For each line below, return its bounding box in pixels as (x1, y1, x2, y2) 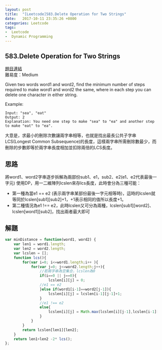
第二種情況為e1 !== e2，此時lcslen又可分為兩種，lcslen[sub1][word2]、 (12, 202, 154, 208)
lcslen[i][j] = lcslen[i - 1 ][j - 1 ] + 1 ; (48, 291, 122, 296)
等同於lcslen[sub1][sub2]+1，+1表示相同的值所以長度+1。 (12, 196, 126, 202)
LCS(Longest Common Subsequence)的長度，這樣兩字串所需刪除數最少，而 (5, 138, 157, 144)
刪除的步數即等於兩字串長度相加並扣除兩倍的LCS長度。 (5, 144, 115, 150)
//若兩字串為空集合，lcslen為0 (39, 269, 95, 274)
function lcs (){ (14, 255, 47, 260)
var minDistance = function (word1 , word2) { (5, 237, 96, 242)
